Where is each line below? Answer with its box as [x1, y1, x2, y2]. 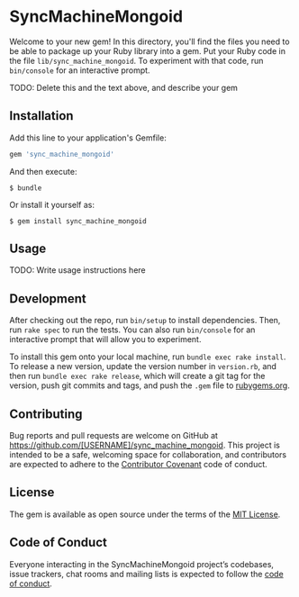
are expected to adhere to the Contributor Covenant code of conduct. [9, 459, 267, 470]
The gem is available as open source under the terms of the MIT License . [9, 509, 281, 520]
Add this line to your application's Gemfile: [9, 132, 167, 143]
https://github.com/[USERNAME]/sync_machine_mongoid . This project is [9, 439, 281, 451]
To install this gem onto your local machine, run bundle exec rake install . [9, 351, 286, 362]
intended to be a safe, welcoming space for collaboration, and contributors [9, 449, 286, 460]
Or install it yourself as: [9, 199, 95, 210]
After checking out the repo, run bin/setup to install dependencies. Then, [9, 315, 281, 326]
